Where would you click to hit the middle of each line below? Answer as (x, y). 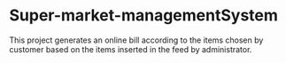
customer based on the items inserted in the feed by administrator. (131, 49)
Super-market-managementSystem (144, 16)
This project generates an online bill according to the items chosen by (136, 40)
